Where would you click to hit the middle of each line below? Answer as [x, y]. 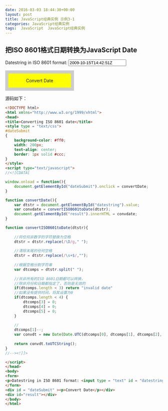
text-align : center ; [35, 150]
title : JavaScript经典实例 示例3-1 [40, 19]
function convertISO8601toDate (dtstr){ [47, 228]
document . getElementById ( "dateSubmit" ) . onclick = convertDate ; [81, 186]
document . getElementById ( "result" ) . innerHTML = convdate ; [76, 214]
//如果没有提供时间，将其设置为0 [44, 293]
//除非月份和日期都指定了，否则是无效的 [50, 283]
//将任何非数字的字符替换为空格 [42, 237]
